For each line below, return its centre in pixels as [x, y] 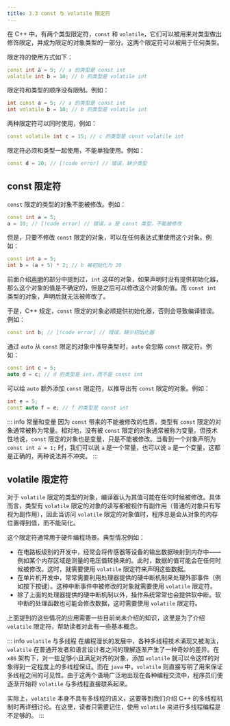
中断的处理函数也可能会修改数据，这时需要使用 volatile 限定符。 [109, 603]
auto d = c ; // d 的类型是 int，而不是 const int [75, 374]
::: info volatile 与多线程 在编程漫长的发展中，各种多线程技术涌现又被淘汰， [115, 641]
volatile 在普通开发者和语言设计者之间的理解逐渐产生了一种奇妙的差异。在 [113, 650]
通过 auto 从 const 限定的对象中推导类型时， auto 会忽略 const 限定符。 [107, 347]
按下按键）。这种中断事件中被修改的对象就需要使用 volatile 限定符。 [119, 586]
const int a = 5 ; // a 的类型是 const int [66, 70]
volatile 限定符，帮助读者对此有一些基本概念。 [74, 627]
